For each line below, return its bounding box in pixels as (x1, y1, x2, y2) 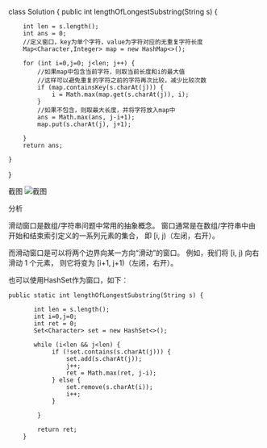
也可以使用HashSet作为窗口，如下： (8, 275, 129, 285)
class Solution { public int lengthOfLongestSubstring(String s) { (8, 7, 218, 16)
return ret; (37, 425, 78, 433)
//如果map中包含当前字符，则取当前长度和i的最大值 (37, 68, 186, 76)
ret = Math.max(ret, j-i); (65, 369, 157, 377)
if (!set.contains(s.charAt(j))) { (51, 348, 172, 356)
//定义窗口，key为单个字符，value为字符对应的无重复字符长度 (23, 38, 203, 46)
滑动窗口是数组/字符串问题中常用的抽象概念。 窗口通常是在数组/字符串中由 (8, 221, 257, 230)
